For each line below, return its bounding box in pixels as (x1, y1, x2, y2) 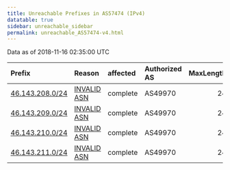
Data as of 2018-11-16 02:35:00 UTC (7, 48, 110, 56)
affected (107, 69, 136, 78)
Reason (74, 69, 99, 78)
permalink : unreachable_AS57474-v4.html (7, 29, 125, 36)
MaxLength (188, 69, 227, 78)
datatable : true (7, 16, 53, 23)
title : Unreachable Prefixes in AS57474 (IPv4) (7, 10, 146, 17)
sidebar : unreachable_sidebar (7, 23, 94, 29)
